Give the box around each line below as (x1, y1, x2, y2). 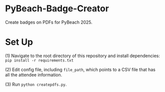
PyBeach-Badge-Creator (5, 3, 109, 14)
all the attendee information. (5, 72, 63, 78)
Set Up (5, 36, 33, 48)
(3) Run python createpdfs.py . (5, 81, 67, 87)
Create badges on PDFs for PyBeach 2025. (5, 19, 93, 25)
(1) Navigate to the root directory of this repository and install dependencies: (5, 53, 160, 59)
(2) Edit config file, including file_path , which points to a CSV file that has (5, 66, 156, 72)
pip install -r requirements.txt (5, 58, 74, 63)
